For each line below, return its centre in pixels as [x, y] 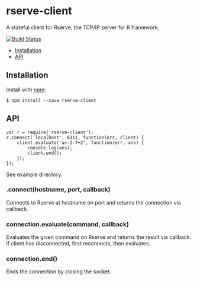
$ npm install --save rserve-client [51, 100]
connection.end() [32, 259]
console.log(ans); [50, 148]
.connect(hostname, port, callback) [58, 190]
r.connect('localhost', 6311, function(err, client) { [75, 138]
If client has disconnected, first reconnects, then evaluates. [78, 244]
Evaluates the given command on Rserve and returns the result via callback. [99, 237]
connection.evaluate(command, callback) [67, 224]
